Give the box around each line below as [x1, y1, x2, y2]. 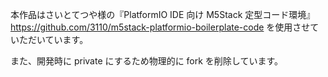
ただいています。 [18, 34, 89, 45]
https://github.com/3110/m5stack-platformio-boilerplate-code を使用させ [10, 21, 311, 33]
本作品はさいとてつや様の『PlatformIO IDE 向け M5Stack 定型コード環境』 [10, 9, 316, 20]
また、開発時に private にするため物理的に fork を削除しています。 [10, 55, 284, 67]
